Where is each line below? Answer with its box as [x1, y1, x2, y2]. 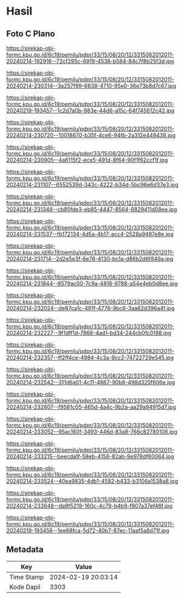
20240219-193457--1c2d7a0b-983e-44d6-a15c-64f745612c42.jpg [6, 107, 175, 114]
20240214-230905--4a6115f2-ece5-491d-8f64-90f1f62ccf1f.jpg [6, 156, 168, 164]
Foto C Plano [6, 29, 55, 39]
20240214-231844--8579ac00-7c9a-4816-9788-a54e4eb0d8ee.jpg [6, 280, 178, 287]
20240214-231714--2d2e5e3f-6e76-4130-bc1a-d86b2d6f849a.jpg [6, 255, 174, 262]
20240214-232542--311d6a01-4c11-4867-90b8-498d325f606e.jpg [6, 379, 175, 386]
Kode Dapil [9, 583, 41, 591]
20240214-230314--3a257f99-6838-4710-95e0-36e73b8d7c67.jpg [6, 82, 176, 89]
